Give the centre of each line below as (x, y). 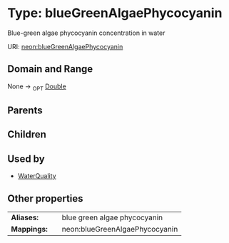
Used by (26, 159)
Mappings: (30, 229)
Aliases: (25, 217)
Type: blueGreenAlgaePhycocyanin (115, 13)
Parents (25, 110)
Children (27, 134)
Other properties (45, 198)
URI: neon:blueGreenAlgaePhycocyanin (65, 46)
